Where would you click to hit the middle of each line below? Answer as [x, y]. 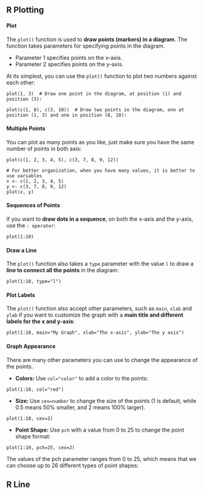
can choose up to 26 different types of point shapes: [73, 465]
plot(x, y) [20, 192]
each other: [21, 83]
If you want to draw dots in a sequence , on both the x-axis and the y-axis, [100, 219]
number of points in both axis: [44, 149]
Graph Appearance [31, 346]
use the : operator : [31, 225]
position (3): [24, 99]
